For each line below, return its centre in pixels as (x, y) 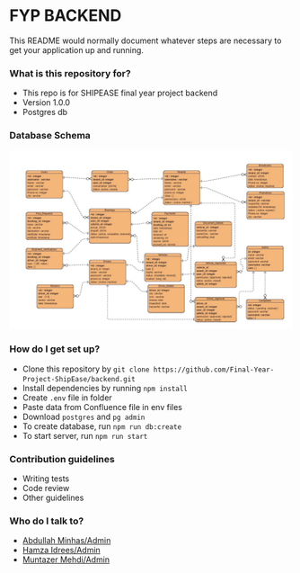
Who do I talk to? (47, 521)
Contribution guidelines (62, 459)
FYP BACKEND (66, 16)
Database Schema (50, 136)
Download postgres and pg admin (84, 416)
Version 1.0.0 (46, 103)
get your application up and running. (76, 49)
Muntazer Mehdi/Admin (66, 560)
